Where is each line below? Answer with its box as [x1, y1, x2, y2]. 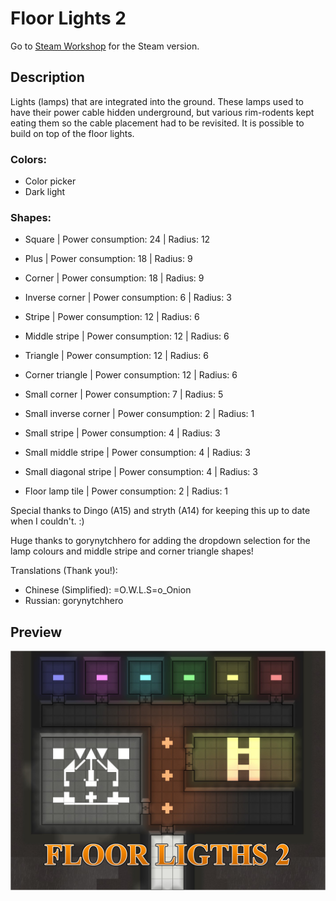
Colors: [10, 152, 47, 166]
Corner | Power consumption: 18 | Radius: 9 [24, 272, 205, 284]
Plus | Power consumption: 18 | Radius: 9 [24, 253, 193, 265]
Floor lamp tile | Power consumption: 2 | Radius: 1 [24, 485, 229, 497]
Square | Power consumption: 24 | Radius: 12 [24, 233, 211, 246]
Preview [10, 623, 63, 641]
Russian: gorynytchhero [24, 595, 124, 607]
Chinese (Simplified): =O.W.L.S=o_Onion [24, 584, 192, 596]
